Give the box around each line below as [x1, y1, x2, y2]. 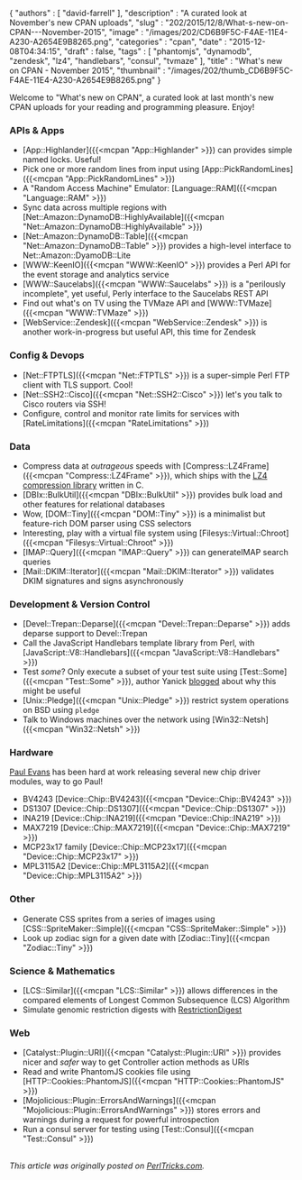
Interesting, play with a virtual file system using [22, 527, 197, 538]
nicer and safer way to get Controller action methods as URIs [22, 1057, 250, 1067]
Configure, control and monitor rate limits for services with [22, 407, 241, 418]
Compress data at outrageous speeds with [22, 460, 181, 471]
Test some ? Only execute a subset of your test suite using [22, 666, 238, 677]
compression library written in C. [22, 480, 144, 490]
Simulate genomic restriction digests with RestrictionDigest [22, 1004, 243, 1015]
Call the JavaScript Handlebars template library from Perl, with [22, 637, 255, 648]
